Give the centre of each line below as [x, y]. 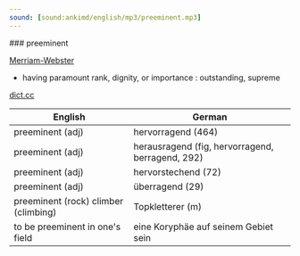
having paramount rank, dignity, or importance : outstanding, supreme [151, 78]
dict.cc [22, 95]
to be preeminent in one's [67, 227]
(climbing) [35, 212]
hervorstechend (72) [177, 172]
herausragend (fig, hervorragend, [204, 146]
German [210, 117]
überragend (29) [169, 186]
